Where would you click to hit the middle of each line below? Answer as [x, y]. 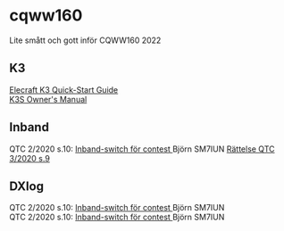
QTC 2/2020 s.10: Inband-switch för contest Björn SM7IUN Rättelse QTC [142, 149]
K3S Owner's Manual [48, 99]
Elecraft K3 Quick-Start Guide [64, 89]
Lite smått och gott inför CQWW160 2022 [85, 40]
